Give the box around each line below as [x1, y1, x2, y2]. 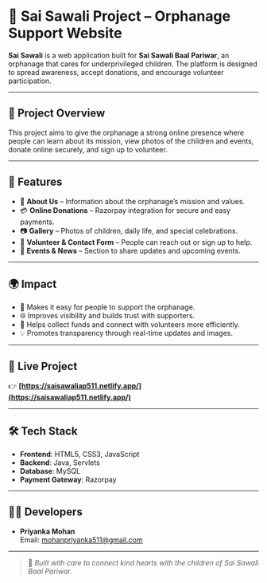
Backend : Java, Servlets [19, 458, 101, 467]
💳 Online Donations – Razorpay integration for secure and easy [19, 205, 231, 215]
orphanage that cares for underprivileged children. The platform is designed [8, 59, 257, 69]
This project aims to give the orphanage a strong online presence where [8, 128, 245, 137]
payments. [19, 217, 55, 227]
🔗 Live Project [8, 359, 78, 373]
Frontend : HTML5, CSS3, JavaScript [19, 450, 140, 459]
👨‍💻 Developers [8, 506, 83, 519]
